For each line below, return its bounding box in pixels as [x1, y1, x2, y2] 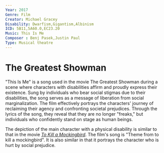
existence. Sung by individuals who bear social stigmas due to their [5, 89, 146, 95]
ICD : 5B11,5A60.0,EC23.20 [5, 26, 60, 31]
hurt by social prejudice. [5, 142, 56, 148]
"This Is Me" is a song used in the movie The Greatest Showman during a [5, 79, 158, 85]
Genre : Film [5, 12, 30, 17]
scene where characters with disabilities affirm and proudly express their [5, 84, 157, 90]
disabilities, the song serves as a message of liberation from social [5, 94, 144, 101]
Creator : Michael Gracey [5, 17, 58, 22]
